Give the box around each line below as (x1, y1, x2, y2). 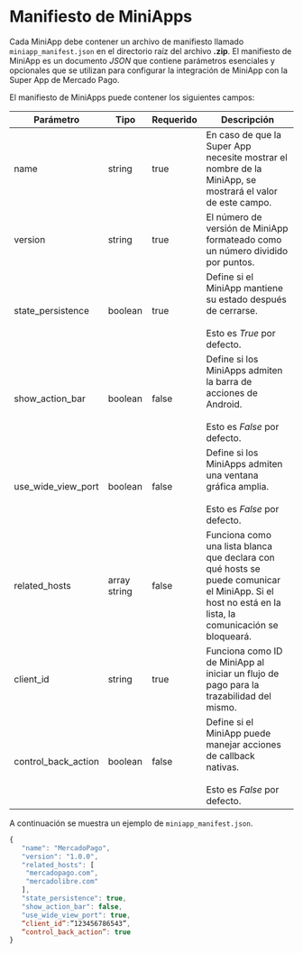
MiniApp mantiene (206, 281, 284, 294)
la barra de (206, 375, 252, 388)
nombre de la (206, 162, 262, 175)
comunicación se (206, 619, 279, 631)
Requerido (151, 113, 197, 125)
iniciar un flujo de (206, 667, 280, 680)
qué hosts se (206, 562, 261, 574)
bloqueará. (206, 629, 252, 642)
